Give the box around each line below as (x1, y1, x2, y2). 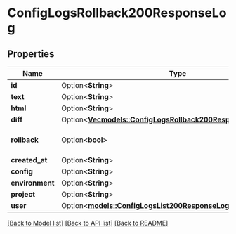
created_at (11, 155, 48, 164)
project (11, 190, 36, 199)
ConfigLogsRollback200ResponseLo (7, 5, 227, 21)
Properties (7, 48, 55, 60)
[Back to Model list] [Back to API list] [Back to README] (7, 219, 169, 227)
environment (11, 178, 55, 188)
